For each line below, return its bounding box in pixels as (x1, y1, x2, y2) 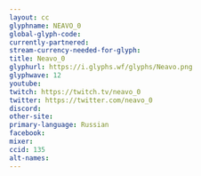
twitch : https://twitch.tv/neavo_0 (9, 87, 141, 96)
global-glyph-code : (9, 29, 82, 38)
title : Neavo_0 (9, 54, 66, 63)
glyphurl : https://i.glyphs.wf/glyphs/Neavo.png (9, 63, 193, 72)
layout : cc (9, 12, 50, 22)
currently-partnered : (9, 37, 90, 47)
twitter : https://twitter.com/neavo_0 (9, 95, 153, 105)
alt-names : (9, 153, 50, 163)
